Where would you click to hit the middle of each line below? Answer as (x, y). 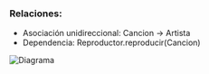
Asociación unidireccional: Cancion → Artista (106, 33)
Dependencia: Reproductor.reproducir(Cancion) (111, 42)
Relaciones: (36, 14)
